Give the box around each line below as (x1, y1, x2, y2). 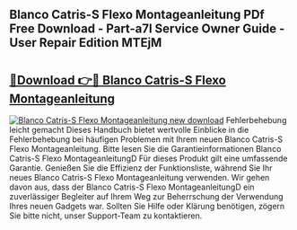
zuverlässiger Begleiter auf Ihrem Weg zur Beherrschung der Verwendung (9, 191, 284, 201)
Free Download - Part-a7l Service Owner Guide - (9, 22, 285, 37)
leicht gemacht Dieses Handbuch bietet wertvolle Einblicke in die (9, 125, 249, 135)
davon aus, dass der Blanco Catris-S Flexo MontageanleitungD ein (9, 181, 255, 192)
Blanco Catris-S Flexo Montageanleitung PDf (9, 7, 265, 22)
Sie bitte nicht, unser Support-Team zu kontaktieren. (9, 210, 203, 221)
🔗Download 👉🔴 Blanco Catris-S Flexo (9, 72, 226, 88)
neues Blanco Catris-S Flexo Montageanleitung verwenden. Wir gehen (9, 172, 270, 182)
